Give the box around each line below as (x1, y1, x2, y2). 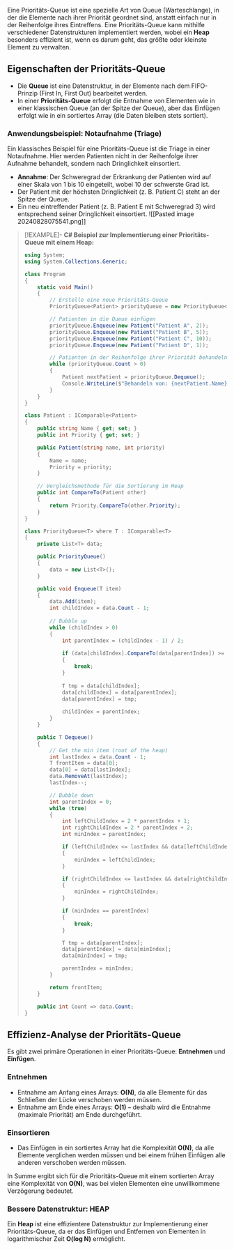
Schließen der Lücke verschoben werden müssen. (17, 1095, 162, 1104)
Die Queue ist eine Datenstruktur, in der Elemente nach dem (17, 82, 190, 90)
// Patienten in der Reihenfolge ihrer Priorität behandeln (49, 354, 228, 361)
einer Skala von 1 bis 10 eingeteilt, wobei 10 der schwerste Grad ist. (17, 181, 210, 189)
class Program (24, 270, 65, 277)
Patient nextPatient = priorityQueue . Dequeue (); (61, 374, 206, 381)
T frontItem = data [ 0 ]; (49, 760, 118, 767)
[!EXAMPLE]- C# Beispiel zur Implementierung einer (24, 231, 178, 239)
